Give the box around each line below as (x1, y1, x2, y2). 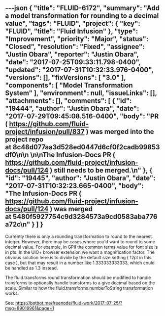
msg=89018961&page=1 (5, 305, 54, 311)
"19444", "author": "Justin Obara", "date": (5, 104, 139, 113)
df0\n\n (5, 151, 29, 159)
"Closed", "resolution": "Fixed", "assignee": (5, 43, 145, 51)
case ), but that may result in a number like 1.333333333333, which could (5, 260, 155, 266)
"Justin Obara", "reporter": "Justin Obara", (5, 50, 139, 59)
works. (5, 290, 19, 296)
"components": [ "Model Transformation (5, 81, 133, 90)
